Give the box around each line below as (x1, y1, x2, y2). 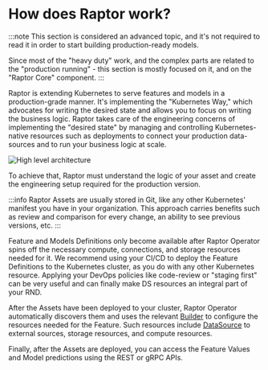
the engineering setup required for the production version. (8, 179, 201, 189)
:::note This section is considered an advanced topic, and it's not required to (8, 31, 261, 41)
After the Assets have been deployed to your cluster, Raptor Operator (8, 302, 238, 312)
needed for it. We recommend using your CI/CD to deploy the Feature (8, 253, 238, 262)
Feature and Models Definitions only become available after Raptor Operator (8, 236, 261, 245)
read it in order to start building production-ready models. (8, 39, 199, 49)
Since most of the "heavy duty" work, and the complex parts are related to (8, 55, 254, 65)
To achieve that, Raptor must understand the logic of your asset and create (8, 171, 257, 180)
